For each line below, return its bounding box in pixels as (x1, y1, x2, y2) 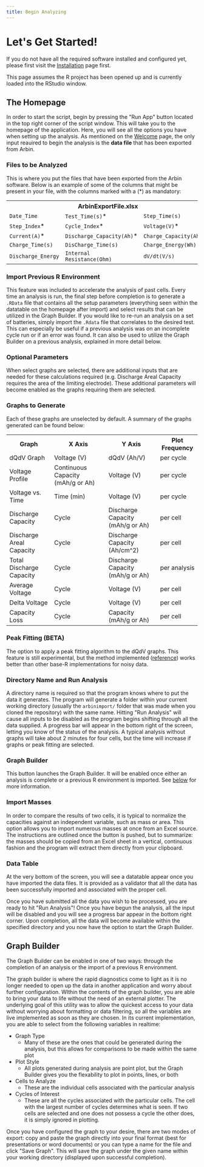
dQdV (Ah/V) (108, 453, 146, 462)
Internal (64, 249, 90, 257)
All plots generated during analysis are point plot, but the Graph (24, 1064, 183, 1072)
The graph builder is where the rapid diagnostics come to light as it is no (6, 975, 187, 983)
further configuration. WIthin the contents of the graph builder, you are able (6, 988, 195, 995)
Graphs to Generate (6, 401, 66, 410)
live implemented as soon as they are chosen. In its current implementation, (6, 1014, 195, 1021)
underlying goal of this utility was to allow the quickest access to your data (6, 1001, 193, 1008)
